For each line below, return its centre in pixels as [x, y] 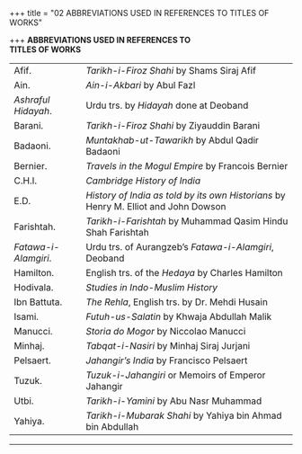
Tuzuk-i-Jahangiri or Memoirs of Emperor [175, 375]
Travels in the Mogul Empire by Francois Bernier [187, 166]
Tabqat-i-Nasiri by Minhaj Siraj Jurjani [168, 346]
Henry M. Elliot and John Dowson [155, 206]
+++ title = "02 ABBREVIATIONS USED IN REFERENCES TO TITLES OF [139, 13]
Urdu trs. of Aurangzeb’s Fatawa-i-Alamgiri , [179, 247]
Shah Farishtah [117, 232]
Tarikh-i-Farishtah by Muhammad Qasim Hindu [187, 221]
